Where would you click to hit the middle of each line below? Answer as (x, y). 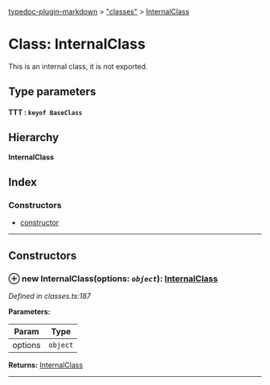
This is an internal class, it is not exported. (78, 66)
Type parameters (52, 92)
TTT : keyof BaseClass (45, 112)
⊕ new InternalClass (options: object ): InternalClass (113, 279)
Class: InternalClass (77, 44)
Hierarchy (34, 137)
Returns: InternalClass (46, 365)
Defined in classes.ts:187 (49, 296)
